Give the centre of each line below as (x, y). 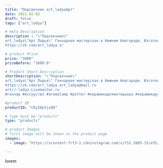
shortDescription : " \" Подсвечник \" (41, 76)
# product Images (23, 130)
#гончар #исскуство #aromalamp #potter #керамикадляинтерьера (69, 94)
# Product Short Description (34, 72)
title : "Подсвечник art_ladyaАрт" (40, 9)
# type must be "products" (32, 116)
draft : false (18, 18)
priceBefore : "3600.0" (28, 63)
